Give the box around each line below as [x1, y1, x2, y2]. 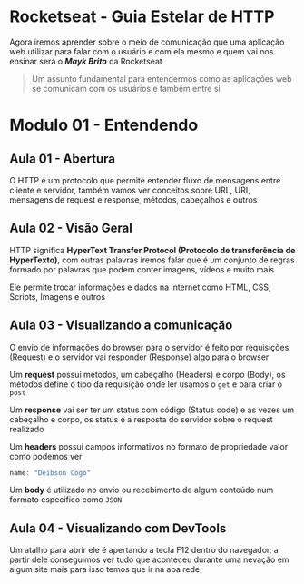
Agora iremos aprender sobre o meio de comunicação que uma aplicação [9, 36, 285, 47]
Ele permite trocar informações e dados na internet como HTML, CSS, [9, 282, 271, 292]
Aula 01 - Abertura [9, 151, 116, 166]
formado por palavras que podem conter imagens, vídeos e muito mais [9, 263, 275, 274]
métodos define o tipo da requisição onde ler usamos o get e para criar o [9, 379, 283, 390]
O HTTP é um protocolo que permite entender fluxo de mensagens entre [9, 174, 281, 185]
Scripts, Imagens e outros [9, 291, 106, 302]
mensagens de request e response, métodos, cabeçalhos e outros [9, 193, 258, 205]
